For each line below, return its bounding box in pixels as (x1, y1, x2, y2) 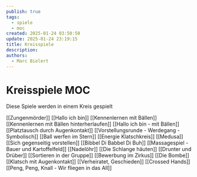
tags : (6, 14, 19, 20)
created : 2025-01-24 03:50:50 (6, 31, 81, 37)
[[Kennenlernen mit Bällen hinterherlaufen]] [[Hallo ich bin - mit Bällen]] (6, 120, 180, 127)
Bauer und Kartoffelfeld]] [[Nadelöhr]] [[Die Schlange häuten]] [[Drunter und (6, 146, 192, 153)
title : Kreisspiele (6, 42, 54, 48)
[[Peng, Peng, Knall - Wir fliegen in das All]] (6, 165, 112, 172)
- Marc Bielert (11, 58, 49, 64)
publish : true (6, 8, 41, 15)
